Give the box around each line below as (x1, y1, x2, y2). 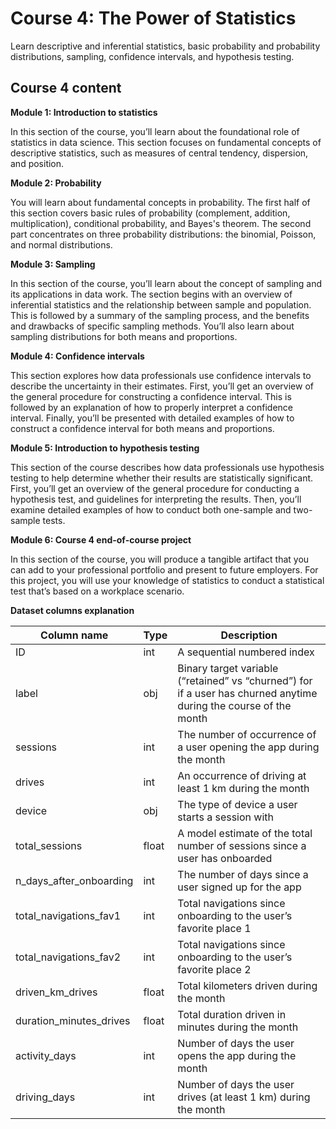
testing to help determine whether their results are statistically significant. (10, 472, 314, 484)
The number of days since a (177, 867, 309, 881)
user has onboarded (177, 851, 273, 865)
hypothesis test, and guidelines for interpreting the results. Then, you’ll (10, 493, 302, 505)
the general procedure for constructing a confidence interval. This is (10, 390, 292, 402)
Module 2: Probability (10, 177, 102, 189)
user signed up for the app (177, 880, 302, 894)
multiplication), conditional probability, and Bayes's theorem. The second (10, 217, 312, 229)
